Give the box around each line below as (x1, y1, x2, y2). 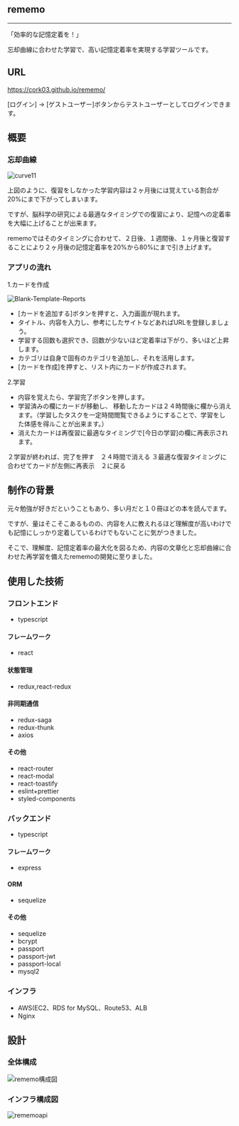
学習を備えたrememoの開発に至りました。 (31, 553, 156, 561)
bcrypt (17, 937, 38, 945)
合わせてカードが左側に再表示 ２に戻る (7, 461, 126, 470)
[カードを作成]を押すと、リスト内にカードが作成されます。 (17, 363, 191, 371)
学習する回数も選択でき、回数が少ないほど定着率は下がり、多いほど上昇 (17, 335, 230, 344)
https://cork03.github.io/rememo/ (7, 85, 106, 93)
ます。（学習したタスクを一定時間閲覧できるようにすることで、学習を (17, 410, 220, 419)
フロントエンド (7, 598, 59, 608)
